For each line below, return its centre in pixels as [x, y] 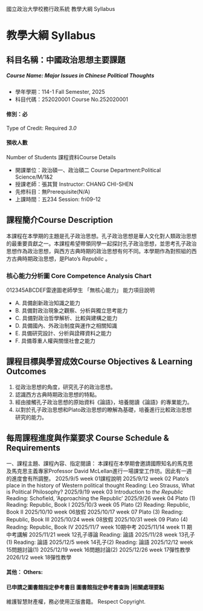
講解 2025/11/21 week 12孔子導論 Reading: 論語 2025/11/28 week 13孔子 [106, 534]
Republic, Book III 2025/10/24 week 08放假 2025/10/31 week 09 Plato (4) [97, 519]
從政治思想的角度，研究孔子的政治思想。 [65, 387]
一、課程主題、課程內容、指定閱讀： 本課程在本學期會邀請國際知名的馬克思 [100, 463]
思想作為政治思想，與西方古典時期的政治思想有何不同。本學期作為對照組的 [99, 251]
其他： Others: [25, 572]
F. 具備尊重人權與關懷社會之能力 [55, 341]
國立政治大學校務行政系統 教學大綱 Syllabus [61, 9]
